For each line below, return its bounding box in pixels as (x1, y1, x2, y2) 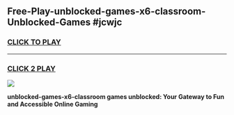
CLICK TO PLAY (7, 38, 61, 47)
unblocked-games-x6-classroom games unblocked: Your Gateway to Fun (7, 92, 225, 100)
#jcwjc (93, 17, 123, 29)
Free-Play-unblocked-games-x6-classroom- (7, 6, 206, 17)
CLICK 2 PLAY (7, 63, 56, 73)
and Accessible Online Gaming (7, 100, 98, 108)
